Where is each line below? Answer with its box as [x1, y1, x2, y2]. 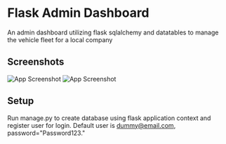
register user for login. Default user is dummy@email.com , [7, 121, 176, 129]
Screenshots [7, 56, 65, 68]
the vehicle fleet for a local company [7, 35, 113, 44]
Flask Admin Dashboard [7, 5, 149, 21]
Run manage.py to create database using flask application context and [7, 114, 211, 122]
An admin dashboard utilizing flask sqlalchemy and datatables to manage [7, 28, 219, 37]
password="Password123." [7, 129, 86, 137]
